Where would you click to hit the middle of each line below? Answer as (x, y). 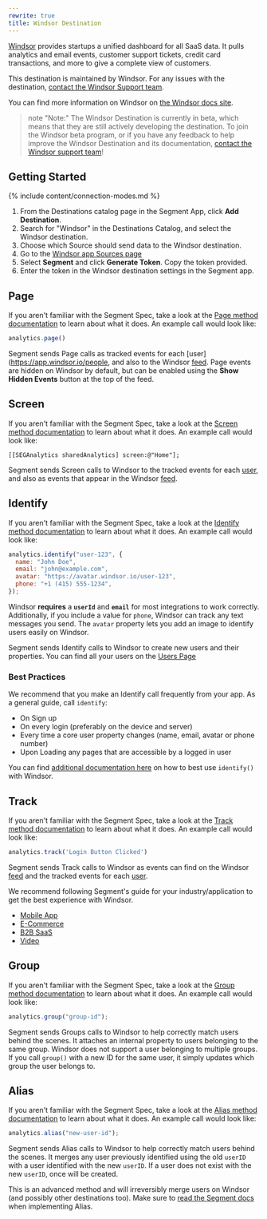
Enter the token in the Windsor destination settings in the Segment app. (137, 271)
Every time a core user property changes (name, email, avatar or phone (137, 735)
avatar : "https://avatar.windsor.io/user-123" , (96, 577)
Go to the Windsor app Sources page (80, 254)
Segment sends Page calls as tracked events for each (96, 353)
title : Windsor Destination (55, 23)
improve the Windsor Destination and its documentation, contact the (140, 143)
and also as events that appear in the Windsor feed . (93, 478)
